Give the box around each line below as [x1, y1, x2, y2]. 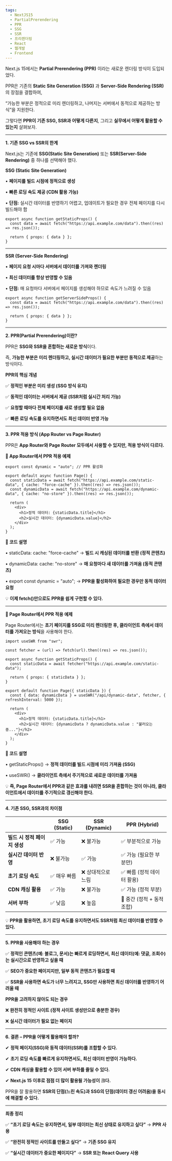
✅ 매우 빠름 [50, 872, 77, 879]
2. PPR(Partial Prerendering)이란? [5, 332, 78, 338]
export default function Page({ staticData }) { [5, 688, 111, 693]
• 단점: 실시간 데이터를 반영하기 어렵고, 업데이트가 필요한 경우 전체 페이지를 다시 [5, 199, 165, 206]
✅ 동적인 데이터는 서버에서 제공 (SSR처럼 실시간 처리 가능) [5, 393, 121, 400]
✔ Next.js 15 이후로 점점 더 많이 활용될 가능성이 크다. [5, 1077, 111, 1083]
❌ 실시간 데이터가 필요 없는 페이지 [5, 1018, 73, 1024]
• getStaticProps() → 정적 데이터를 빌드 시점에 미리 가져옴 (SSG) [5, 761, 136, 767]
